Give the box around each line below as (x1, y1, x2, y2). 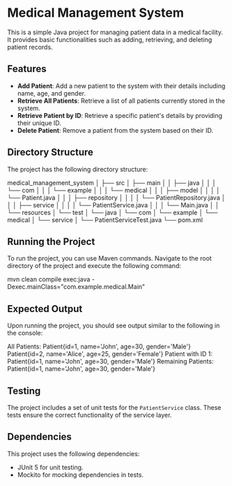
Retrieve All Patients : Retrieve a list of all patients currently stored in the (17, 96, 225, 105)
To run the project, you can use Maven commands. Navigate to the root (7, 254, 212, 263)
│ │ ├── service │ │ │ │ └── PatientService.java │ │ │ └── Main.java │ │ (7, 200, 219, 209)
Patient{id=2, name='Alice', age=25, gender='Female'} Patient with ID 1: (7, 350, 212, 358)
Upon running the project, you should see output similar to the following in (7, 321, 220, 330)
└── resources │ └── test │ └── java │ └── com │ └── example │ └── (7, 208, 218, 216)
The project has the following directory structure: (7, 165, 148, 173)
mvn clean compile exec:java (7, 275, 91, 283)
